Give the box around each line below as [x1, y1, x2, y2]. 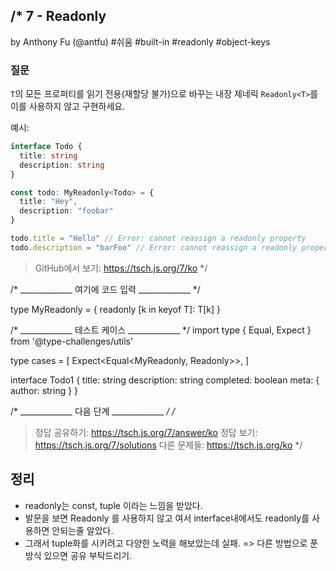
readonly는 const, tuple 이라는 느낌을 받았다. [24, 499, 203, 511]
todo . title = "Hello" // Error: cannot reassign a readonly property [10, 234, 307, 244]
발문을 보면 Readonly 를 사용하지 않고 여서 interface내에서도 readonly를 [24, 512, 310, 524]
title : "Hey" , [19, 197, 78, 207]
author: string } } [10, 384, 79, 396]
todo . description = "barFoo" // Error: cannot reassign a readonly [10, 242, 298, 253]
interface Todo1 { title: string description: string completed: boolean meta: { [10, 374, 320, 386]
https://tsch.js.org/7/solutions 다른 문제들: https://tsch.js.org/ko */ [34, 439, 303, 451]
